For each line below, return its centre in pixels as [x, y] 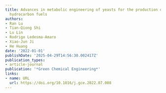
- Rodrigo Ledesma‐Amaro [31, 37]
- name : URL [17, 78]
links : [12, 74]
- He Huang [16, 46]
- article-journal [24, 64]
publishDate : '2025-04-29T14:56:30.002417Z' [52, 55]
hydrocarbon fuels [29, 14]
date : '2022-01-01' [25, 51]
